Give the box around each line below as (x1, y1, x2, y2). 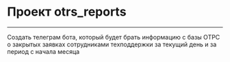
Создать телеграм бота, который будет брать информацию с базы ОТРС (7, 33, 220, 41)
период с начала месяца (7, 47, 80, 55)
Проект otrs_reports (7, 4, 127, 20)
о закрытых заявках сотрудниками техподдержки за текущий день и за (7, 40, 217, 48)
